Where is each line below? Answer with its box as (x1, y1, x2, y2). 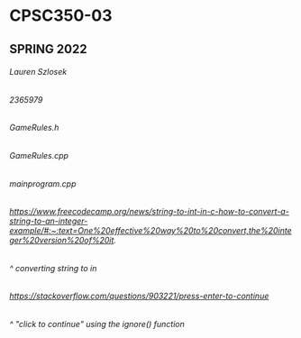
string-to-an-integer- (9, 215, 88, 226)
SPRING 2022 (9, 41, 87, 57)
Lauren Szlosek (9, 67, 68, 78)
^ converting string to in (9, 262, 97, 273)
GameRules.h (9, 123, 59, 133)
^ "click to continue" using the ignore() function (9, 319, 185, 330)
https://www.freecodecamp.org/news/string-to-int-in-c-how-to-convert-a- (9, 206, 290, 217)
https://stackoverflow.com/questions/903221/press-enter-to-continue (9, 290, 269, 302)
